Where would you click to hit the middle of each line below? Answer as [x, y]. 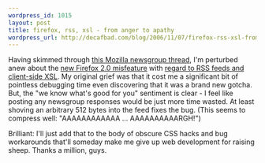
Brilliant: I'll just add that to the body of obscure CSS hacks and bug [118, 134]
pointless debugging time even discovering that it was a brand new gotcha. [130, 85]
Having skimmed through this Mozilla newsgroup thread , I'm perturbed [123, 60]
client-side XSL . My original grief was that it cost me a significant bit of [123, 76]
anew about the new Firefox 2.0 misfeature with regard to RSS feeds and [126, 69]
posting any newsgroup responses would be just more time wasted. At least [131, 102]
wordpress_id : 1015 [40, 15]
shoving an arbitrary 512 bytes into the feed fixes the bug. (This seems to [127, 110]
